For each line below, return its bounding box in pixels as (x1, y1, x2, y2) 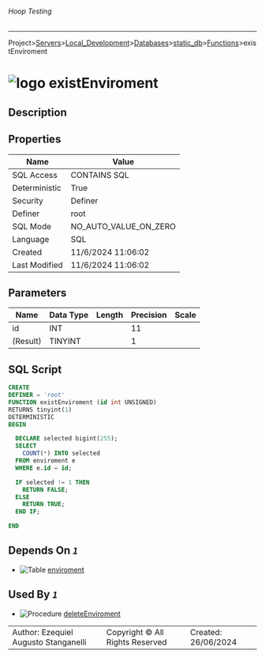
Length (95, 309, 124, 320)
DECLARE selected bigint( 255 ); (15, 435, 118, 443)
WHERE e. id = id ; (15, 463, 73, 472)
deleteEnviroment (63, 609, 121, 618)
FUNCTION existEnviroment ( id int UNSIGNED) (8, 398, 157, 407)
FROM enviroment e (15, 457, 77, 465)
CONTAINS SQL (70, 169, 130, 180)
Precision (130, 309, 167, 320)
